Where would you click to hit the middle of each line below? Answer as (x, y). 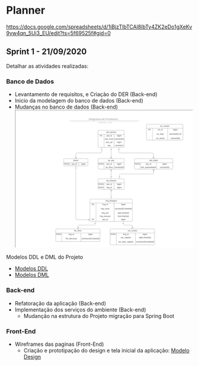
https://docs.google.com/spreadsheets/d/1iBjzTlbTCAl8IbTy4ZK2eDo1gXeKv (99, 27)
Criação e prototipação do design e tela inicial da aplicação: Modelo (106, 351)
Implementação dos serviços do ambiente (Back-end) (80, 310)
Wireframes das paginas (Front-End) (59, 344)
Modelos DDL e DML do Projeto (45, 257)
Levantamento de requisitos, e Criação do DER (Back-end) (86, 94)
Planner (26, 10)
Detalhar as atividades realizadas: (47, 66)
